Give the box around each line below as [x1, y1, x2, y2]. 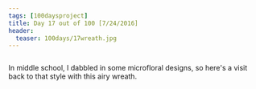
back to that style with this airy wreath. [8, 71, 138, 81]
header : [8, 26, 35, 34]
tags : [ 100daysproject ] [8, 11, 89, 20]
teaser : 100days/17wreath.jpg [15, 34, 117, 42]
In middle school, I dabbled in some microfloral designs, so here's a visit [8, 63, 248, 73]
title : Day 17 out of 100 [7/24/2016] [8, 19, 138, 27]
